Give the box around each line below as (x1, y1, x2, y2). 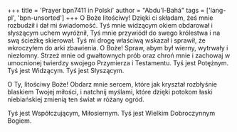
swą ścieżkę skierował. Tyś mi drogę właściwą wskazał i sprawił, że (7, 36, 206, 45)
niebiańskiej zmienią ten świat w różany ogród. (7, 95, 144, 104)
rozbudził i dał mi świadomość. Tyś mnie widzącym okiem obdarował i (7, 21, 214, 29)
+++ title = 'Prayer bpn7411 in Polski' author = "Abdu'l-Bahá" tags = (7, 6, 205, 14)
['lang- (206, 6, 226, 14)
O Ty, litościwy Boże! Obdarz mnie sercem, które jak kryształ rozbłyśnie (7, 80, 217, 88)
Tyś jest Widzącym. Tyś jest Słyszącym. (7, 67, 125, 75)
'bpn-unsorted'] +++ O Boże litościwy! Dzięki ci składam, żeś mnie (17, 13, 214, 22)
